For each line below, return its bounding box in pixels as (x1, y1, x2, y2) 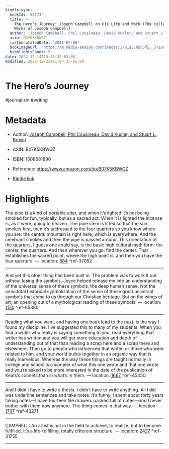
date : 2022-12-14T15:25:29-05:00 (5, 54, 75, 59)
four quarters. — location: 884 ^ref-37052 (5, 258, 92, 264)
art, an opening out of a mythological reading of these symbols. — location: (5, 299, 162, 305)
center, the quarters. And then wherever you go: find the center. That (5, 247, 148, 253)
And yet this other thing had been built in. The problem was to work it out (5, 273, 157, 279)
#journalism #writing (5, 97, 48, 103)
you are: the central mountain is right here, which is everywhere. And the (5, 231, 156, 237)
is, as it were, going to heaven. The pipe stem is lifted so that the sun (5, 221, 147, 227)
